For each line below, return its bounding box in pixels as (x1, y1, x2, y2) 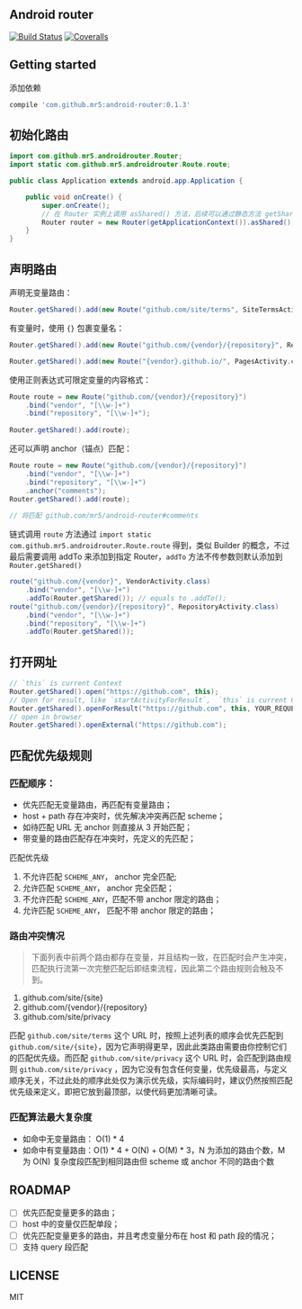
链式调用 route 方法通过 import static (9, 528, 152, 539)
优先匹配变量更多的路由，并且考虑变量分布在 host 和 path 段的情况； (22, 1230, 277, 1241)
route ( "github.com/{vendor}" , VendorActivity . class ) (9, 577, 211, 586)
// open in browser (9, 712, 83, 721)
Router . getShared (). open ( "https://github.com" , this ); (9, 687, 219, 696)
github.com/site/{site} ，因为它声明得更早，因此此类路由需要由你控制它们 (9, 1042, 288, 1052)
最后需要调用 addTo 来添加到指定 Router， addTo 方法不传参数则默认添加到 (9, 551, 283, 562)
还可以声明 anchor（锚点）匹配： (9, 443, 133, 454)
